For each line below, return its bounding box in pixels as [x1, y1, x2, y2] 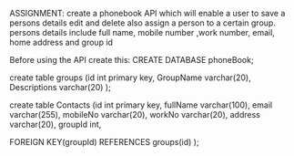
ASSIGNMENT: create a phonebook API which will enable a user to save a [9, 8, 286, 18]
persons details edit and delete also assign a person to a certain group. [9, 17, 276, 28]
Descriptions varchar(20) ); [9, 82, 111, 92]
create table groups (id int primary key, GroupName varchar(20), [9, 72, 252, 83]
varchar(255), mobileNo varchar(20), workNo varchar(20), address [9, 109, 261, 120]
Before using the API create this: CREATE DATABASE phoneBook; [9, 55, 254, 65]
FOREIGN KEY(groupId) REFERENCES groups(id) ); [9, 137, 199, 147]
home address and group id [9, 36, 114, 47]
